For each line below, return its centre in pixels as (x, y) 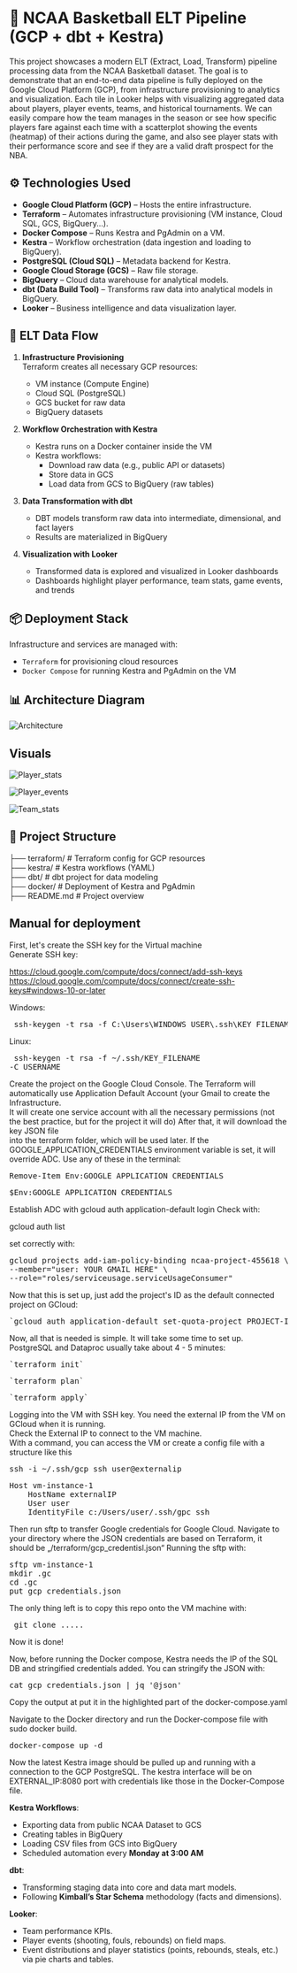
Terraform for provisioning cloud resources (100, 662)
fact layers (54, 527)
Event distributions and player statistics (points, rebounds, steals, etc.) (150, 1949)
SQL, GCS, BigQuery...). (65, 223)
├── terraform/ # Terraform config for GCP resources (107, 858)
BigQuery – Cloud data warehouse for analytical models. (125, 280)
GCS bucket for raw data (80, 403)
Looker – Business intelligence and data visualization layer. (129, 308)
